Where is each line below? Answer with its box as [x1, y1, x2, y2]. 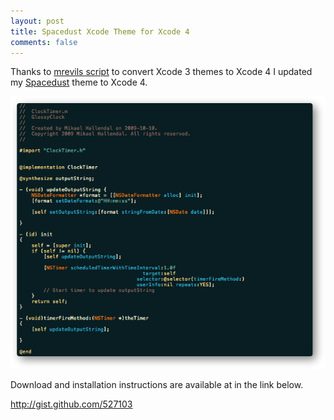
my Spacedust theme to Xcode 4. [10, 76, 148, 89]
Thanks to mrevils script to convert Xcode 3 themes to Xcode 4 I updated [10, 66, 313, 78]
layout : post [10, 16, 65, 26]
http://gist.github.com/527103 [10, 398, 133, 410]
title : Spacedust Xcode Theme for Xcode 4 [10, 26, 190, 37]
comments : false [10, 37, 78, 47]
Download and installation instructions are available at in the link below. [10, 378, 304, 390]
